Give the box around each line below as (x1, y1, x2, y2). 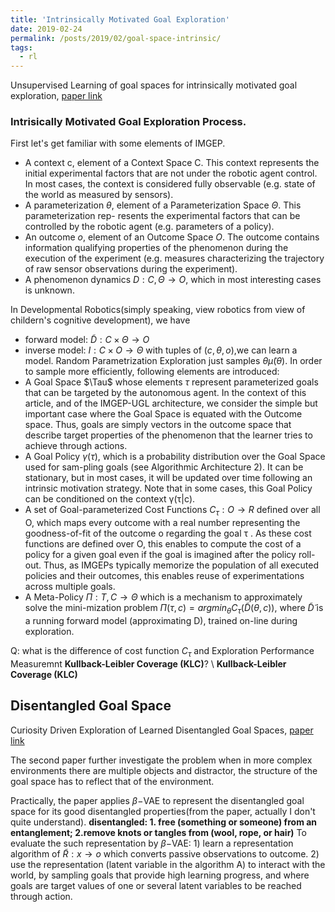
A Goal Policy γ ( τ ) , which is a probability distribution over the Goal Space (24, 451, 326, 463)
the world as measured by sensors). (24, 189, 174, 201)
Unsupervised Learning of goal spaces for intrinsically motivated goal (10, 79, 298, 91)
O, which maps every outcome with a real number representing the (24, 517, 301, 529)
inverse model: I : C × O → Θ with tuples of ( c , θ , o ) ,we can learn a (24, 344, 298, 356)
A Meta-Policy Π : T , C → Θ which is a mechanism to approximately (24, 591, 303, 603)
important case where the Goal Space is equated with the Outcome (24, 408, 303, 420)
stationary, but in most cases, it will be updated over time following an (24, 472, 313, 484)
